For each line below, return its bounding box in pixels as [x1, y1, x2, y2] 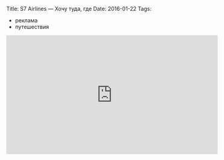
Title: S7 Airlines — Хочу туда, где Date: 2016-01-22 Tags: [6, 5, 152, 12]
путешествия [14, 24, 50, 30]
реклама [14, 17, 38, 24]
